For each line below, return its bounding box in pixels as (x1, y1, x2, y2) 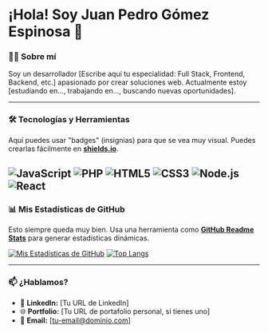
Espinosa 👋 (8, 22, 84, 41)
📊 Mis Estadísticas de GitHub (8, 204, 125, 215)
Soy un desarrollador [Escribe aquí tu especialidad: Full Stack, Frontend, (8, 69, 246, 79)
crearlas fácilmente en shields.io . (8, 144, 119, 153)
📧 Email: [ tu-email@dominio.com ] (19, 315, 132, 325)
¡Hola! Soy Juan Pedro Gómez (8, 6, 210, 24)
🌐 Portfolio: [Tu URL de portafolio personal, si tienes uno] (19, 306, 211, 316)
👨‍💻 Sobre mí (8, 51, 57, 62)
